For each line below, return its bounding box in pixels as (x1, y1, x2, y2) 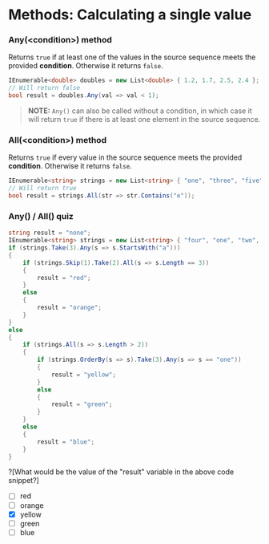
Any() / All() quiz (8, 210, 74, 221)
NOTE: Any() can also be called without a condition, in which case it (27, 106, 252, 116)
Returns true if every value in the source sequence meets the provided (8, 152, 243, 162)
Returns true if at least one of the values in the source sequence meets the (8, 52, 256, 62)
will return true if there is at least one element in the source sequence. (27, 115, 261, 124)
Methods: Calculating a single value (8, 6, 252, 24)
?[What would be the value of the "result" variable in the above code (8, 467, 235, 477)
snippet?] (8, 476, 40, 485)
